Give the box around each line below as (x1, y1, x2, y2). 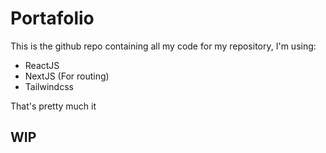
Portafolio (10, 7, 95, 30)
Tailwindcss (24, 80, 74, 92)
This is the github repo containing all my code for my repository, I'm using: (10, 40, 317, 52)
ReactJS (24, 59, 60, 71)
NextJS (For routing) (24, 70, 110, 82)
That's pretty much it (10, 100, 97, 112)
